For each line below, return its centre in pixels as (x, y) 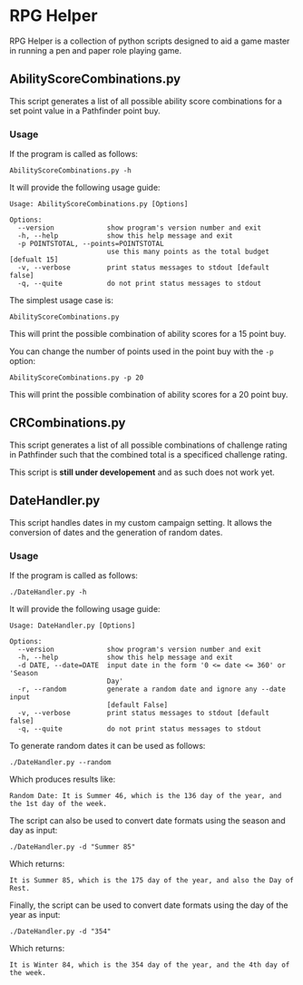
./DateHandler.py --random (60, 762)
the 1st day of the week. (58, 803)
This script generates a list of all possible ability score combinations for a (146, 101)
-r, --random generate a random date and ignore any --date (151, 689)
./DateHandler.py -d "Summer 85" (73, 847)
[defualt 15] (34, 260)
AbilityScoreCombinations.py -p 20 (77, 378)
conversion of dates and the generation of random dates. (116, 532)
